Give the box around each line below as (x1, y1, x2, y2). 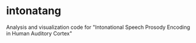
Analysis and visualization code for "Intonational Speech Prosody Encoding (6, 24, 190, 31)
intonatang (6, 4, 61, 18)
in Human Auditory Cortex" (6, 29, 72, 37)
